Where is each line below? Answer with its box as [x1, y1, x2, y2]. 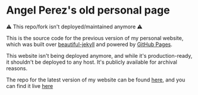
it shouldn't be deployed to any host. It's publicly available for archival [6, 58, 177, 65]
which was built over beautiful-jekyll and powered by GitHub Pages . [6, 41, 172, 48]
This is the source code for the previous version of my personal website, [6, 34, 184, 41]
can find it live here [6, 82, 54, 89]
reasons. [6, 64, 28, 71]
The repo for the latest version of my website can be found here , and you [6, 76, 186, 83]
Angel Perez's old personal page [6, 4, 171, 17]
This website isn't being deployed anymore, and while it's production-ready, [6, 52, 193, 59]
